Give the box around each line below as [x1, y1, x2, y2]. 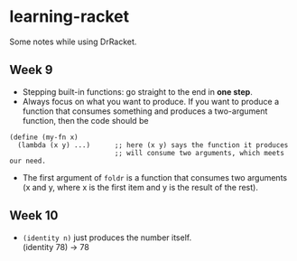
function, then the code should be [22, 115, 149, 126]
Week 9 [9, 62, 53, 78]
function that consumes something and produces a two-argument [22, 106, 268, 117]
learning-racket [9, 6, 129, 27]
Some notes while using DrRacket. [9, 36, 137, 47]
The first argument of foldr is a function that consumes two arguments [22, 172, 287, 182]
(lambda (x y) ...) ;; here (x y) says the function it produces [17, 140, 289, 150]
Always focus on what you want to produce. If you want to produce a [22, 96, 280, 107]
